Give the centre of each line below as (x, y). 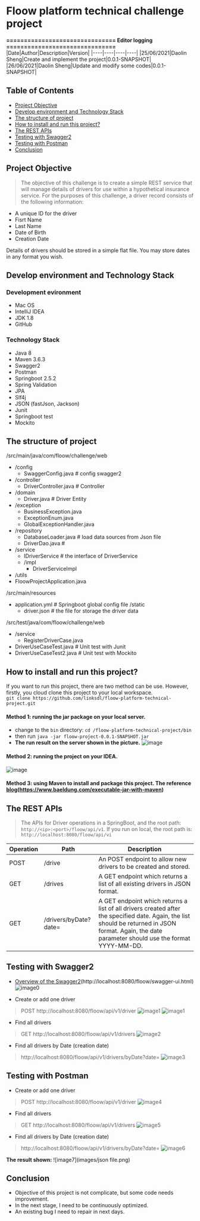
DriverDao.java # (44, 543)
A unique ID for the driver (46, 213)
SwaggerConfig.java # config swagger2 (73, 473)
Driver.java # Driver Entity (55, 499)
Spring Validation (36, 385)
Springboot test (34, 416)
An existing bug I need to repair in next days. (70, 1212)
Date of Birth (30, 232)
